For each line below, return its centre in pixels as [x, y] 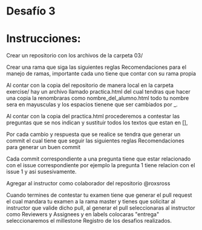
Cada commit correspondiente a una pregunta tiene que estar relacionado [99, 159]
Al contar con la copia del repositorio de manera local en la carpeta [90, 85]
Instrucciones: [44, 39]
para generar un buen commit [43, 147]
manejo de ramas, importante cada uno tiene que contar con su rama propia [101, 74]
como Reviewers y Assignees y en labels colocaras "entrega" [83, 214]
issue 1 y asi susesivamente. [41, 172]
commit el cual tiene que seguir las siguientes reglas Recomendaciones [95, 141]
